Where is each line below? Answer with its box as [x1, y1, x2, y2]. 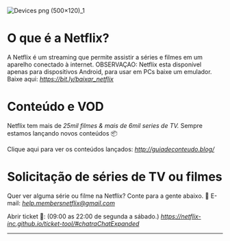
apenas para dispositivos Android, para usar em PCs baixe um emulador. [7, 67, 212, 75]
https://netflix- [160, 212, 201, 220]
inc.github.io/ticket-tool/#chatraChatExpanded [7, 219, 140, 227]
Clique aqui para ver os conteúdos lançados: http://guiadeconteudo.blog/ [7, 144, 215, 153]
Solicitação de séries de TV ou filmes [7, 169, 222, 185]
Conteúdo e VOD [7, 99, 104, 114]
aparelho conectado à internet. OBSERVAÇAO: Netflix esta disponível [7, 60, 202, 68]
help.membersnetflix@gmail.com [21, 199, 115, 207]
